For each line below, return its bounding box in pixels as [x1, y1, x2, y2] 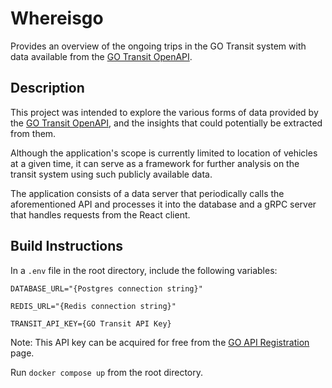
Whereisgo [10, 7, 104, 30]
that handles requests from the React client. [10, 208, 191, 221]
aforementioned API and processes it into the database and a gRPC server [10, 198, 317, 210]
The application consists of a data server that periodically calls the [10, 187, 285, 199]
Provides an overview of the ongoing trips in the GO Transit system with [10, 40, 307, 52]
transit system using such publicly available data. [10, 168, 213, 180]
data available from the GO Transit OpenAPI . [10, 50, 193, 62]
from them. [10, 127, 57, 139]
